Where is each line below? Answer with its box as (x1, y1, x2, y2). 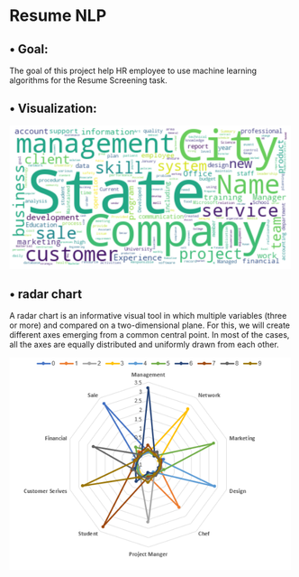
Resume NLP (9, 5, 107, 26)
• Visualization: (9, 101, 97, 116)
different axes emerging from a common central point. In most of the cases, (9, 330, 290, 340)
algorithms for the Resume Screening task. (9, 75, 168, 86)
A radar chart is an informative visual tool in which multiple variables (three (9, 311, 287, 321)
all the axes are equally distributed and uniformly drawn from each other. (9, 340, 279, 350)
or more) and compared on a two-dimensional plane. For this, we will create (9, 320, 291, 330)
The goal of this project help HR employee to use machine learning (9, 65, 258, 76)
